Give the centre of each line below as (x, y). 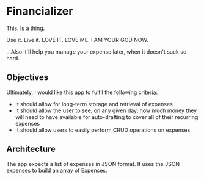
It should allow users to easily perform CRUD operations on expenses (103, 130)
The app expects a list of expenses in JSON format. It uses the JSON (93, 164)
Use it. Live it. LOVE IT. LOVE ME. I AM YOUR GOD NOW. (77, 40)
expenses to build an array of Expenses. (57, 170)
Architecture (31, 149)
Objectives (27, 77)
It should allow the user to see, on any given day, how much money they (106, 110)
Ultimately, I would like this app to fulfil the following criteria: (82, 92)
